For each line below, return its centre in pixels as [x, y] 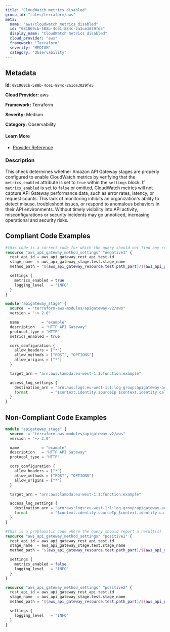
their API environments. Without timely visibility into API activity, [72, 209]
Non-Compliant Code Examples [56, 417]
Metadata [21, 73]
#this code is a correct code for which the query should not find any [82, 248]
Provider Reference [33, 147]
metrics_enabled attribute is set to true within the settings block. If [75, 182]
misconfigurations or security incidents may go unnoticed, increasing [77, 215]
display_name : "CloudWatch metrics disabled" [59, 33]
